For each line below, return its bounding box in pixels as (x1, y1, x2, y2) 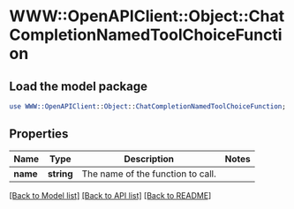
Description (123, 153, 175, 165)
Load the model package (9, 78, 148, 93)
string (47, 168, 73, 180)
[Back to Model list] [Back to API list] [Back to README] (9, 190, 212, 200)
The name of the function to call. (81, 168, 216, 180)
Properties (9, 126, 69, 142)
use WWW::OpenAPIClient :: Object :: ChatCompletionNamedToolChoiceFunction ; (9, 102, 287, 111)
